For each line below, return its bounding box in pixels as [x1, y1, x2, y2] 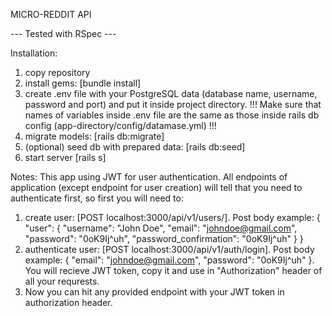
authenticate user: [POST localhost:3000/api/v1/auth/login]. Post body [24, 244, 315, 255]
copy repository [24, 67, 91, 78]
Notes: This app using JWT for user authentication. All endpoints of [10, 171, 288, 183]
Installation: [10, 47, 58, 59]
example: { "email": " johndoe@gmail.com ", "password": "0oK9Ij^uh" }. [24, 254, 315, 266]
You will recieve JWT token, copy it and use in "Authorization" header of [24, 265, 323, 276]
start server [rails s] [24, 152, 107, 163]
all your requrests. [24, 275, 100, 287]
